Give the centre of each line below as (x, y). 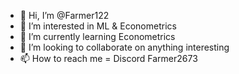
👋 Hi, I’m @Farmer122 (64, 15)
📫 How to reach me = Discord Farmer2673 (108, 58)
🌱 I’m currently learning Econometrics (97, 36)
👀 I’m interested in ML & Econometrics (98, 26)
